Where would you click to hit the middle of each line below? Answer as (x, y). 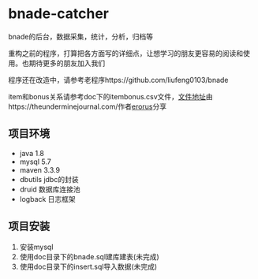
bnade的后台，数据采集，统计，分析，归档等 (81, 36)
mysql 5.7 (35, 162)
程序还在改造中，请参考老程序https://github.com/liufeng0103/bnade (118, 80)
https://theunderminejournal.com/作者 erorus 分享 (88, 106)
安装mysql (36, 247)
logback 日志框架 (48, 199)
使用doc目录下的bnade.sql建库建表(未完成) (89, 256)
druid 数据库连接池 (50, 189)
